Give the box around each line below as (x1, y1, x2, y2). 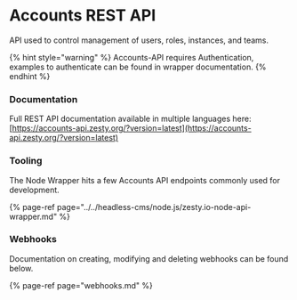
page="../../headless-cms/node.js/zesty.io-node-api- (56, 201, 252, 212)
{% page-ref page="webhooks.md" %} (9, 280, 153, 290)
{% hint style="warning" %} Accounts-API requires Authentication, (9, 52, 254, 62)
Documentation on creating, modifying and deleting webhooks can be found (9, 253, 289, 264)
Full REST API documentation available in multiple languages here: (9, 113, 252, 125)
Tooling (9, 155, 43, 167)
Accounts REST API (9, 5, 157, 26)
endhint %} (9, 70, 51, 81)
